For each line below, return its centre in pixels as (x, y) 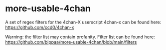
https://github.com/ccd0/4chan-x (40, 27)
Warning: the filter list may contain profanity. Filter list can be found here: (80, 37)
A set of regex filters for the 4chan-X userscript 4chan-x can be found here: (83, 22)
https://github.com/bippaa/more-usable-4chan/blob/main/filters (71, 42)
